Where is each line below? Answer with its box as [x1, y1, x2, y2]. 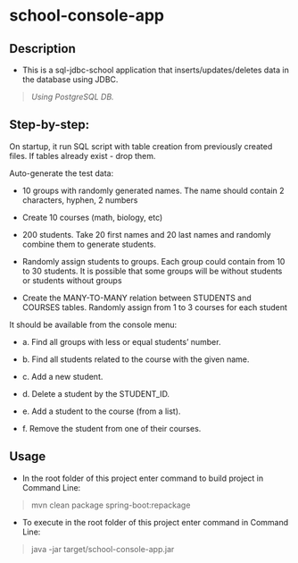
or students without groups [21, 274, 122, 286]
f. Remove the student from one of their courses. [21, 423, 202, 433]
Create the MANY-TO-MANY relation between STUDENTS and [21, 292, 252, 303]
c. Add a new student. [21, 371, 103, 382]
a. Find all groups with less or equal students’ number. [21, 336, 221, 347]
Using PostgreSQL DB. [30, 91, 114, 102]
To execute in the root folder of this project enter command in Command [21, 517, 289, 527]
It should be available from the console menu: [9, 319, 178, 330]
